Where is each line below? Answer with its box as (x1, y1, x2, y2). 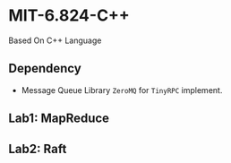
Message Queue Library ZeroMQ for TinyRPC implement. (21, 84, 223, 95)
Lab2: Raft (8, 141, 67, 157)
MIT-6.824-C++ (8, 5, 131, 26)
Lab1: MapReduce (8, 111, 109, 126)
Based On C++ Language (8, 35, 102, 46)
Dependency (8, 61, 81, 76)
